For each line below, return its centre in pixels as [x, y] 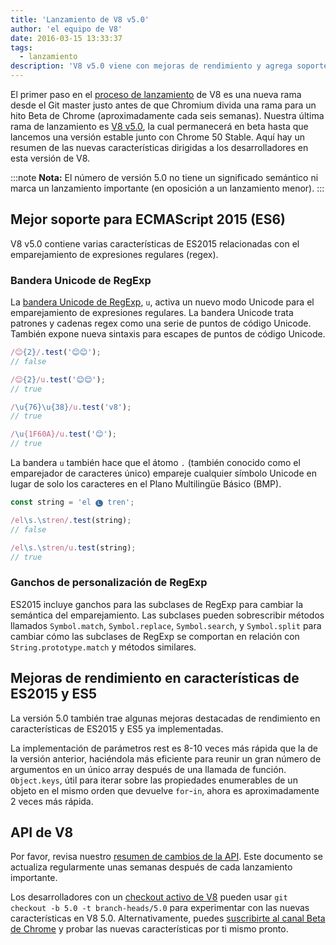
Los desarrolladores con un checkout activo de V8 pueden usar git [149, 897]
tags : [21, 47]
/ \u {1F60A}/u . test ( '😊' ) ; [63, 434]
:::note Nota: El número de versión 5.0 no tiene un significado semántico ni [164, 177]
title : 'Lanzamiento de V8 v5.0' [80, 19]
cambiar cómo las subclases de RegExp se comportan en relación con [155, 636]
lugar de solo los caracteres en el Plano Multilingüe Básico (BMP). [146, 484]
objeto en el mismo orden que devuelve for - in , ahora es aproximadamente [165, 790]
